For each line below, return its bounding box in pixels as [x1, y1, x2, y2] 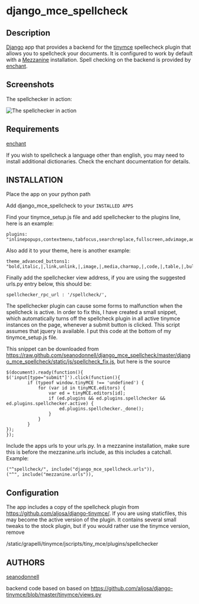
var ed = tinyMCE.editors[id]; [48, 390, 126, 396]
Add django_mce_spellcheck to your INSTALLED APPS [6, 202, 133, 209]
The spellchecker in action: [6, 95, 72, 102]
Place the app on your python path [6, 191, 91, 198]
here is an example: [6, 220, 54, 227]
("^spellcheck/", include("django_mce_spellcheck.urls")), [6, 466, 155, 473]
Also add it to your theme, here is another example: [6, 247, 131, 254]
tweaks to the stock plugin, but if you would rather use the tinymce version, [6, 523, 190, 530]
